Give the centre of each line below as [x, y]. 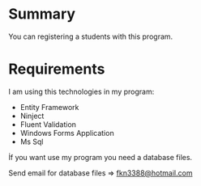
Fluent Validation [48, 124]
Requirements [57, 69]
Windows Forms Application [67, 133]
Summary [42, 14]
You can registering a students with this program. [91, 36]
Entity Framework [49, 107]
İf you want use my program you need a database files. [100, 157]
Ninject [32, 116]
